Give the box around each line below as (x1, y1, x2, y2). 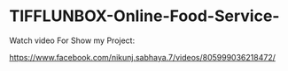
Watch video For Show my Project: (9, 35, 136, 46)
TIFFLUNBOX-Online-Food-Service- (9, 6, 280, 26)
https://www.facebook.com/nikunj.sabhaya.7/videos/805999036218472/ (9, 52, 276, 62)
